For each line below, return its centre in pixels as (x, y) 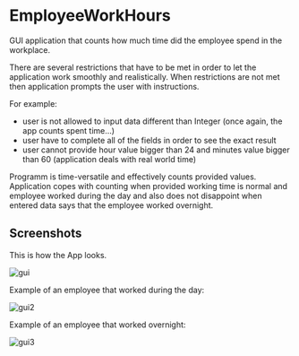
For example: (34, 103)
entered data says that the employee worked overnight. (111, 205)
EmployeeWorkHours (90, 16)
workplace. (30, 49)
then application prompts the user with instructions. (104, 86)
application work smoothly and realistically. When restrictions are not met (145, 76)
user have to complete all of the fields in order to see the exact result (149, 140)
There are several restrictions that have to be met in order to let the (133, 67)
